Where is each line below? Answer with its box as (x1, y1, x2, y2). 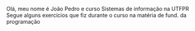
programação (6, 18, 41, 25)
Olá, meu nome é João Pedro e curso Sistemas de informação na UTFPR (6, 5, 189, 12)
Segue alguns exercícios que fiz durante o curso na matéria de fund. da (6, 12, 187, 19)
